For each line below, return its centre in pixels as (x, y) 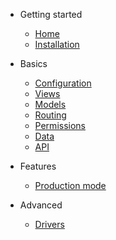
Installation (57, 44)
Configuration (63, 83)
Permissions (60, 125)
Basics (33, 63)
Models (50, 104)
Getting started (51, 14)
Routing (50, 115)
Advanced (41, 205)
